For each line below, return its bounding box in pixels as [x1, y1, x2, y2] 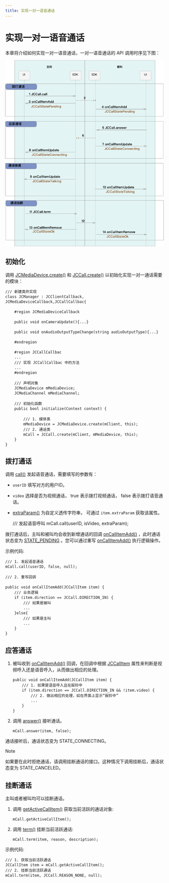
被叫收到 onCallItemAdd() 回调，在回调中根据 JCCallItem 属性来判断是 [12, 660, 158, 667]
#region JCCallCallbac [14, 350, 62, 355]
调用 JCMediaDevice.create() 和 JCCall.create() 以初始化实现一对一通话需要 [5, 271, 162, 278]
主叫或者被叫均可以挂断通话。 [5, 795, 67, 802]
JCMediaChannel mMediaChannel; [14, 391, 80, 396]
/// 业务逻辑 [14, 590, 39, 595]
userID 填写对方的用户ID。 [12, 482, 67, 488]
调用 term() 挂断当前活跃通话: [12, 826, 74, 833]
